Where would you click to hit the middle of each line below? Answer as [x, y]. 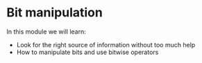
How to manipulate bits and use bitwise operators [87, 52]
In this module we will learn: [46, 32]
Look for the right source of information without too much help [106, 45]
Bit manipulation [55, 13]
